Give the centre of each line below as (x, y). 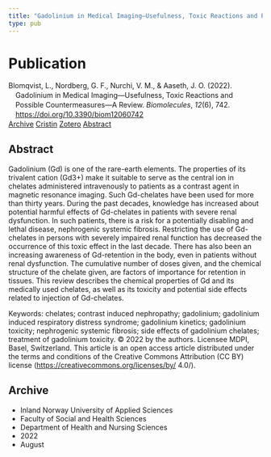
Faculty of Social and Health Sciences (83, 418)
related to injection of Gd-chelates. (66, 298)
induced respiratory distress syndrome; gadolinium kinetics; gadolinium (127, 322)
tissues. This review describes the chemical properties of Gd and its (121, 281)
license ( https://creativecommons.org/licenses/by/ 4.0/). (102, 365)
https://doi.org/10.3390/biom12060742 (79, 115)
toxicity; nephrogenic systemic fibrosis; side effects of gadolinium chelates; (134, 330)
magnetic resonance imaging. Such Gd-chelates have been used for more (131, 194)
